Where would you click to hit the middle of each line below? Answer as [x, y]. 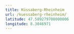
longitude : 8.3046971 [28, 24]
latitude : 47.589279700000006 [37, 19]
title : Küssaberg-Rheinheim [35, 10]
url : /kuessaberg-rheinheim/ [36, 14]
